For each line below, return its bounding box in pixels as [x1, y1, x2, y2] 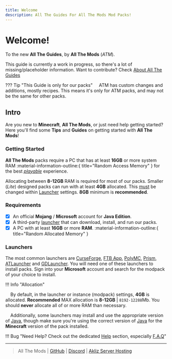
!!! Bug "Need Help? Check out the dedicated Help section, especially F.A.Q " [5, 333, 166, 339]
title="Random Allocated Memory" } [12, 231, 89, 237]
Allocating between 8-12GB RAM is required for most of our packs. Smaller [5, 178, 164, 184]
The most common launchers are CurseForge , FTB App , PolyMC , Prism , [5, 255, 157, 261]
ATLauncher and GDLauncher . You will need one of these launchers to [5, 260, 154, 267]
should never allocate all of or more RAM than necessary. [5, 303, 127, 309]
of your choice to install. [5, 272, 56, 278]
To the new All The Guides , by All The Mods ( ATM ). [5, 51, 115, 58]
